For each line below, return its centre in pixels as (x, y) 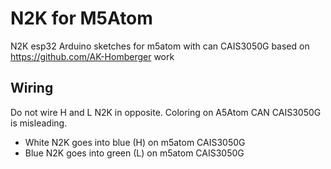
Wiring (32, 88)
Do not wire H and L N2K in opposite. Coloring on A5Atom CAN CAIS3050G (166, 112)
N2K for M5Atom (81, 18)
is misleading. (39, 123)
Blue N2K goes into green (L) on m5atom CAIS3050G (134, 153)
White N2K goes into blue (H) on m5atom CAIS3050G (135, 142)
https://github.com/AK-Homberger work (92, 56)
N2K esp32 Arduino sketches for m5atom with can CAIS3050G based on (160, 46)
